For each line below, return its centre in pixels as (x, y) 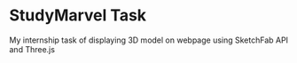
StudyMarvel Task (78, 16)
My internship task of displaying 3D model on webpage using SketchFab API (149, 40)
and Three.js (32, 49)
